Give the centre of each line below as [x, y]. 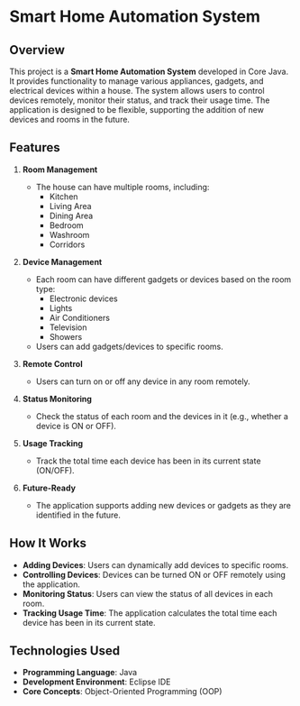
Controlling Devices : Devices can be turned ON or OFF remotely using [154, 574]
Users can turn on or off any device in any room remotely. [143, 381]
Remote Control [52, 363]
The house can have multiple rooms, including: [123, 187]
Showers [66, 336]
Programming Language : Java [80, 673]
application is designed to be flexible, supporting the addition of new [136, 110]
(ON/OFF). [55, 470]
